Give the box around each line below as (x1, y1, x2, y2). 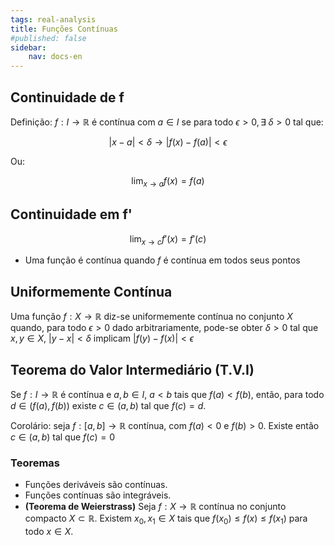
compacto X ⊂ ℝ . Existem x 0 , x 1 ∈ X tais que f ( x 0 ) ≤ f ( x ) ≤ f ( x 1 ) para (24, 512, 308, 527)
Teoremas (10, 456, 61, 470)
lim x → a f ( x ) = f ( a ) (131, 174, 205, 189)
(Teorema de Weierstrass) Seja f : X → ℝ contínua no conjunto (24, 501, 287, 513)
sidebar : (10, 42, 47, 53)
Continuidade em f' (10, 206, 133, 223)
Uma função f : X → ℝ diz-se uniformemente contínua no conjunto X (10, 311, 293, 323)
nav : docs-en (28, 52, 83, 62)
